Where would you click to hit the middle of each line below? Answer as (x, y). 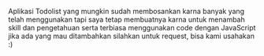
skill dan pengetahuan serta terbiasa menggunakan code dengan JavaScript (132, 28)
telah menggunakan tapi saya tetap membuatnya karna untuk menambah (127, 19)
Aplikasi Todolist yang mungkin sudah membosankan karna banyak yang (126, 11)
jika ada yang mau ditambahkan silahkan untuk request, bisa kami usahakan (131, 36)
